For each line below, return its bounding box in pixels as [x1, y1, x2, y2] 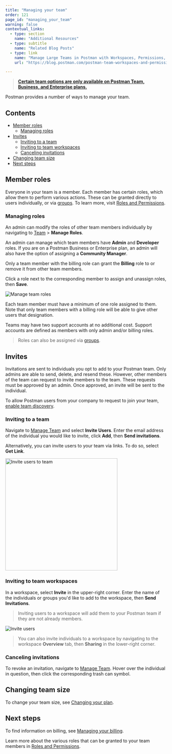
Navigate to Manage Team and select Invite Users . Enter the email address [5, 427, 164, 434]
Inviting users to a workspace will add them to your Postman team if [17, 610, 161, 616]
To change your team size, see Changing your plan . [5, 699, 114, 705]
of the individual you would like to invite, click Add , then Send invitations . [5, 433, 161, 439]
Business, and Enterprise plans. [17, 84, 87, 90]
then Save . [5, 281, 28, 288]
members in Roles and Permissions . [5, 743, 81, 749]
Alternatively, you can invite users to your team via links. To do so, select [5, 443, 159, 449]
